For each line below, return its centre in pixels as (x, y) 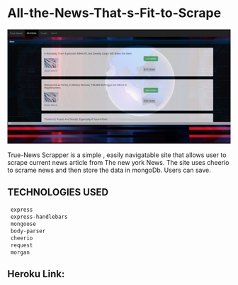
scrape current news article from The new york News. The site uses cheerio (118, 162)
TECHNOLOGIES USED (58, 192)
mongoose (23, 224)
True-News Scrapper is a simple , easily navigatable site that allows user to (117, 155)
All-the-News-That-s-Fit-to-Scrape (114, 13)
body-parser (28, 231)
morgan (20, 252)
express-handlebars (39, 217)
